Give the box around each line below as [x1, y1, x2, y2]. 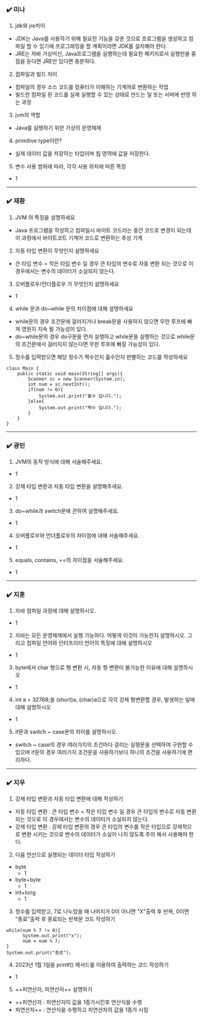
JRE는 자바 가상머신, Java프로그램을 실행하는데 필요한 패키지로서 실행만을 [14, 50, 190, 57]
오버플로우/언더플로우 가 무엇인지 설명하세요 [14, 280, 120, 287]
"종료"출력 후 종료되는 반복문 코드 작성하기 [14, 916, 116, 923]
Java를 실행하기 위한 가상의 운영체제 [14, 124, 101, 131]
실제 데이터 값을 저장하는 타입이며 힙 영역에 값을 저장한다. [14, 150, 151, 157]
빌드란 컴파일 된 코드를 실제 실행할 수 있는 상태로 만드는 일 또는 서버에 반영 [14, 91, 191, 98]
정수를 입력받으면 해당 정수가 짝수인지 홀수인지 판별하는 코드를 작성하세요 [14, 353, 188, 361]
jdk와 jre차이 [14, 22, 45, 30]
